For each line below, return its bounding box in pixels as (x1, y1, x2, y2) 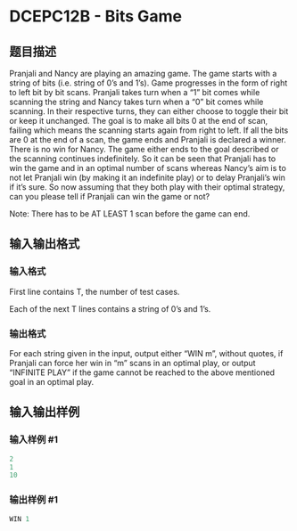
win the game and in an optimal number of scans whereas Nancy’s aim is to (9, 163, 287, 173)
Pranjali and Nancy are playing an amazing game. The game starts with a (9, 69, 277, 78)
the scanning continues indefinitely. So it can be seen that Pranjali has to (9, 153, 276, 164)
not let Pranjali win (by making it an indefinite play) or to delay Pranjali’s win (9, 172, 285, 183)
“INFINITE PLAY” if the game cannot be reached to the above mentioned (9, 367, 275, 378)
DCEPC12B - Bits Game (9, 6, 183, 27)
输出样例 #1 (9, 494, 58, 506)
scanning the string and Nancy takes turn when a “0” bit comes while (9, 96, 264, 107)
